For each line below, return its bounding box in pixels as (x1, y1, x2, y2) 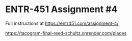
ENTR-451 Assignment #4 (5, 4, 118, 15)
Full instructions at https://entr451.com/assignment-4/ (5, 20, 119, 26)
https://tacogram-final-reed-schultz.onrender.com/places (5, 30, 127, 36)
